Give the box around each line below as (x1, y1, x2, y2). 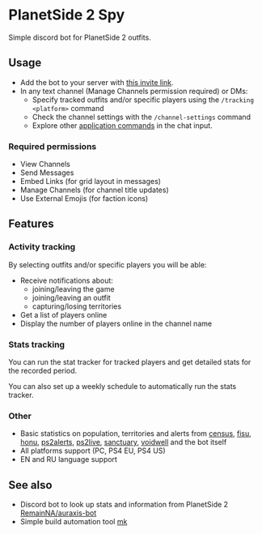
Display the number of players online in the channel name (19, 318, 213, 328)
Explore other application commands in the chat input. (32, 120, 213, 130)
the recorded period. (8, 366, 78, 376)
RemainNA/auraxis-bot (19, 508, 97, 518)
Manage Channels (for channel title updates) (19, 185, 169, 195)
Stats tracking (8, 339, 65, 350)
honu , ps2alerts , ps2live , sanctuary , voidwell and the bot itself (19, 438, 227, 447)
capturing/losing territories (32, 301, 122, 311)
